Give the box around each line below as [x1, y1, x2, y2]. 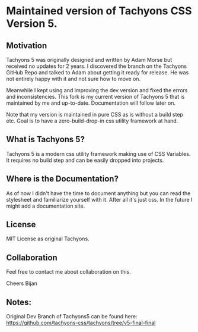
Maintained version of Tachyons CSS [6, 4, 192, 18]
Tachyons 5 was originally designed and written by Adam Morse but [6, 57, 173, 63]
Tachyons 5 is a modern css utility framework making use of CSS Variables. [6, 150, 191, 157]
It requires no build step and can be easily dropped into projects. [6, 156, 164, 164]
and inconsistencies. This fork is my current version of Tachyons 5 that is [6, 93, 185, 100]
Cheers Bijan [6, 280, 37, 287]
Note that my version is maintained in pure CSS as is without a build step [6, 111, 184, 118]
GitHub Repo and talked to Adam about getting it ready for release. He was [6, 69, 189, 76]
